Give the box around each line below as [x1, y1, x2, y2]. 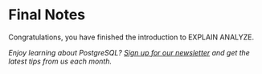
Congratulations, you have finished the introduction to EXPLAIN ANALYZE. [8, 32, 255, 42]
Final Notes [8, 6, 86, 24]
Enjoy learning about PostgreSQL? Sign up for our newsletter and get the [8, 47, 251, 57]
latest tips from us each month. [8, 56, 113, 66]
